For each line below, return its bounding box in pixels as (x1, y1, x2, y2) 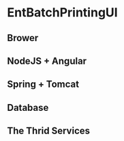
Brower (7, 32, 39, 44)
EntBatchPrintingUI (7, 5, 118, 21)
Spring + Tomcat (7, 79, 80, 90)
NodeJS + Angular (7, 55, 87, 66)
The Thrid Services (7, 125, 91, 137)
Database (7, 101, 49, 114)
